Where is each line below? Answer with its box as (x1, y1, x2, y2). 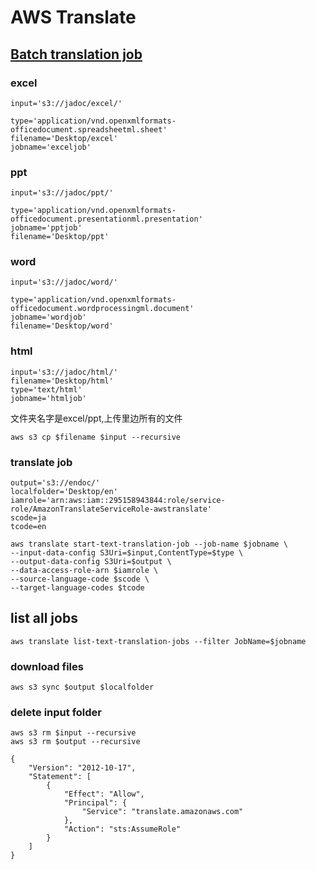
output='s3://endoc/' (10, 478, 101, 488)
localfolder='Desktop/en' (10, 487, 118, 497)
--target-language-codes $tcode (10, 583, 145, 593)
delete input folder (10, 706, 103, 720)
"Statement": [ (28, 772, 92, 782)
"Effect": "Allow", (63, 789, 145, 800)
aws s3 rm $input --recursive (10, 728, 137, 738)
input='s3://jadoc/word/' (10, 277, 118, 288)
